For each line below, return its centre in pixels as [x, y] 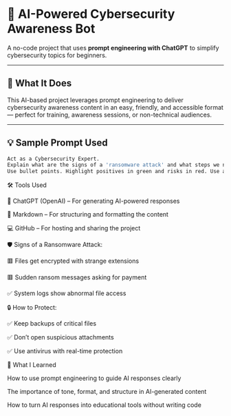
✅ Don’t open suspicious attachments [61, 337]
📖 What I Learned [32, 365]
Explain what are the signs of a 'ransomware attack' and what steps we [113, 165]
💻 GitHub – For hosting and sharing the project [74, 228]
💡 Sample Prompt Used [57, 143]
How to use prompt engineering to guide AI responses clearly [94, 378]
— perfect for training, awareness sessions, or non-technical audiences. [109, 115]
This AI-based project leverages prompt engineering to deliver [96, 100]
